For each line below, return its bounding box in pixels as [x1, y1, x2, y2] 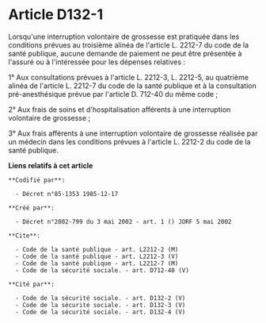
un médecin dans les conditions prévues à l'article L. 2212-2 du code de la [8, 137, 251, 146]
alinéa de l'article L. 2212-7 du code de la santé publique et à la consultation [8, 81, 256, 90]
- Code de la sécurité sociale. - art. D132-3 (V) [15, 301, 186, 309]
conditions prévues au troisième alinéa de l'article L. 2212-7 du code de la [8, 40, 249, 49]
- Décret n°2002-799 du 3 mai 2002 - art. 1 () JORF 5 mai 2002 [15, 217, 232, 225]
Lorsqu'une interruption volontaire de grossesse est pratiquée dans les [8, 32, 240, 41]
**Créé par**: [8, 204, 55, 212]
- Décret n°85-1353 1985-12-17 [15, 190, 119, 198]
